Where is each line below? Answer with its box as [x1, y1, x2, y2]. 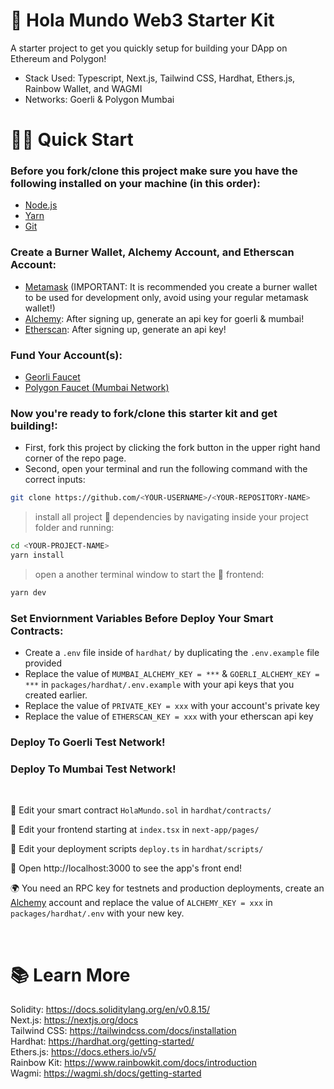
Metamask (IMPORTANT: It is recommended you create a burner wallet [24, 280, 318, 293]
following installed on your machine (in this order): [10, 177, 261, 191]
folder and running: [34, 522, 115, 534]
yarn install [10, 550, 65, 561]
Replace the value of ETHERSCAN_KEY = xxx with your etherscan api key [24, 710, 314, 723]
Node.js [24, 199, 58, 211]
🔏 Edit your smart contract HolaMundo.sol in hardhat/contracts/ [10, 804, 272, 816]
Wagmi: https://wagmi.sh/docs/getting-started [10, 1067, 202, 1079]
